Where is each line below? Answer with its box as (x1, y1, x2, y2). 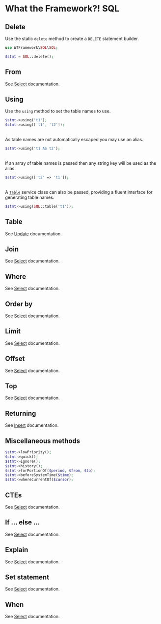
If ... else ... (5, 518, 40, 527)
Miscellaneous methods (5, 437, 80, 445)
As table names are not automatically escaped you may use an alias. (5, 137, 143, 143)
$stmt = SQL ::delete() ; (5, 54, 54, 59)
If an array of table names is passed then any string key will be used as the (5, 160, 157, 166)
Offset (5, 355, 25, 363)
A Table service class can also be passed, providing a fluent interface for (5, 189, 153, 195)
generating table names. (5, 194, 54, 200)
